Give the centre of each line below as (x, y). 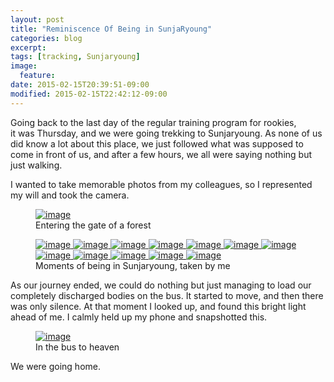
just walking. (36, 165)
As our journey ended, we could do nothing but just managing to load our (161, 285)
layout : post (37, 19)
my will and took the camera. (70, 195)
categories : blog (46, 38)
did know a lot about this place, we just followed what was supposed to (157, 143)
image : (24, 66)
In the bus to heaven (77, 347)
